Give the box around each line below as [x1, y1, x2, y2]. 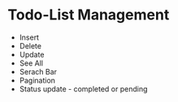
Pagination [19, 75, 56, 85]
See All [19, 58, 44, 68]
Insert [19, 32, 40, 42]
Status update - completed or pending [19, 83, 148, 94]
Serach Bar [19, 66, 58, 76]
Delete [19, 40, 42, 50]
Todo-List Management [7, 6, 170, 24]
